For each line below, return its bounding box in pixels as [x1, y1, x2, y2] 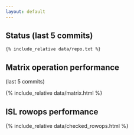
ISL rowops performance [5, 107, 99, 117]
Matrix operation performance [5, 62, 119, 72]
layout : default [5, 8, 45, 15]
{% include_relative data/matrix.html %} [5, 89, 103, 97]
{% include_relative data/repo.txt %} [5, 46, 101, 52]
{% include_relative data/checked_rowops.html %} [5, 123, 129, 130]
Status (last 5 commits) [5, 31, 93, 41]
